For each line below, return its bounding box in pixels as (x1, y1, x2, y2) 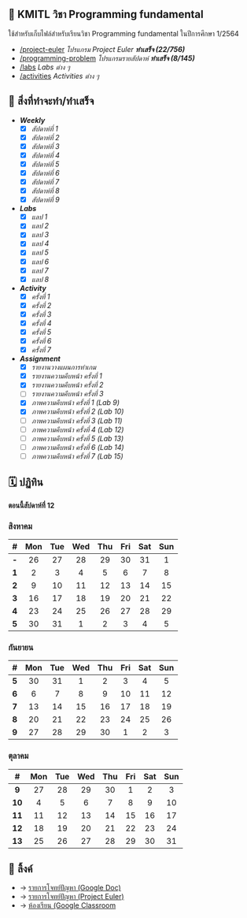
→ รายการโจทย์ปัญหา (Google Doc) (19, 883, 122, 893)
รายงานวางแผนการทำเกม (31, 362, 97, 372)
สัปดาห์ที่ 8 (31, 186, 61, 195)
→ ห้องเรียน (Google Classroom (19, 901, 116, 910)
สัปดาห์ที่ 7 (31, 177, 60, 186)
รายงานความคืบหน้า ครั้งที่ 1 (31, 371, 102, 381)
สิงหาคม (8, 521, 33, 532)
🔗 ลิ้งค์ (8, 862, 33, 875)
